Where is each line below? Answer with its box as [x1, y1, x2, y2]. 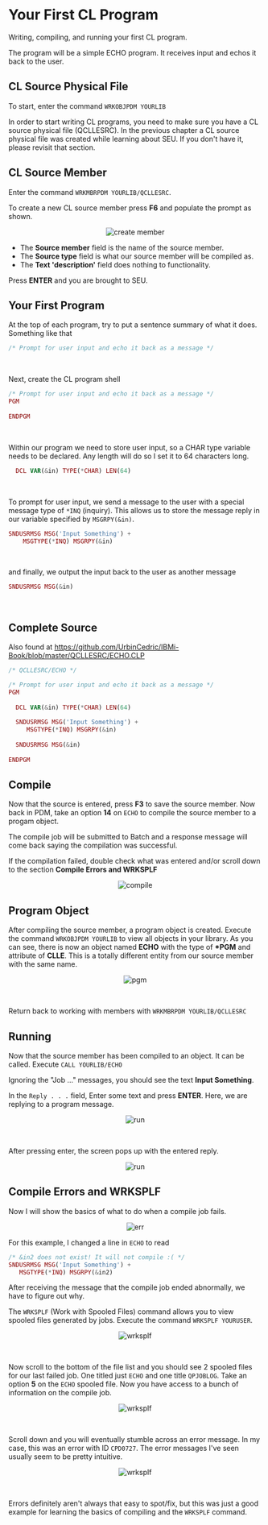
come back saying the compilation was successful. [8, 840, 178, 851]
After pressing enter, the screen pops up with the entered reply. [8, 1146, 219, 1155]
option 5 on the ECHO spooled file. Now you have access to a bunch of [8, 1379, 239, 1389]
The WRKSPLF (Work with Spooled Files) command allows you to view [8, 1307, 234, 1316]
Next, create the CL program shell [8, 375, 121, 384]
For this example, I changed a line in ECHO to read [8, 1237, 170, 1247]
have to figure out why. [8, 1291, 85, 1301]
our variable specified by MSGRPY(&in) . [8, 514, 134, 524]
